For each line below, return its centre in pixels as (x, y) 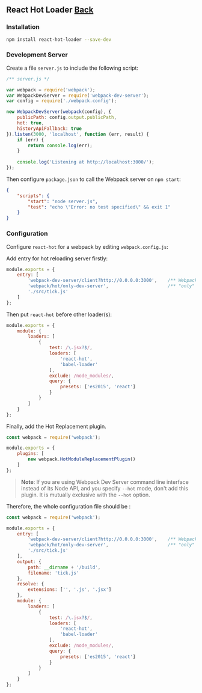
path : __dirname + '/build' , (64, 567)
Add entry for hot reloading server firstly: (57, 258)
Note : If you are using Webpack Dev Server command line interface (105, 482)
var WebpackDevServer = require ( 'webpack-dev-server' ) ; (78, 96)
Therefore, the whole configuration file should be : (69, 506)
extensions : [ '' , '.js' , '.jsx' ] (70, 590)
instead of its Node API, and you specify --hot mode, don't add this (104, 488)
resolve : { (31, 584)
